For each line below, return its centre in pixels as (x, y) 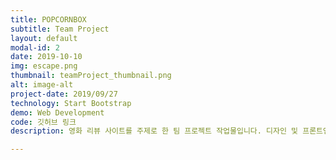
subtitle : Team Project (60, 29)
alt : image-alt (42, 85)
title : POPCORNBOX (48, 19)
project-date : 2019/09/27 (64, 94)
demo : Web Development (57, 112)
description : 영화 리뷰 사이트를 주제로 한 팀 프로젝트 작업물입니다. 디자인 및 (154, 131)
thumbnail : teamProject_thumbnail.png (91, 76)
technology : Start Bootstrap (71, 103)
